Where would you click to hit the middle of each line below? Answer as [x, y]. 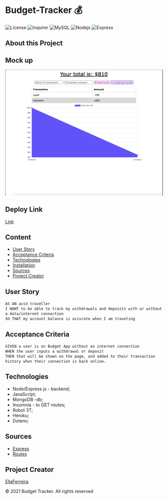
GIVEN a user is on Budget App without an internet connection [72, 347]
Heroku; [20, 415]
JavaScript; [24, 394]
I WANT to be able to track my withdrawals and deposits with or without [84, 309]
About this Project [34, 43]
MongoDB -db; [28, 399]
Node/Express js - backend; [41, 389]
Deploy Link [24, 210]
